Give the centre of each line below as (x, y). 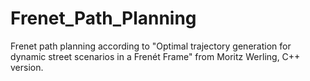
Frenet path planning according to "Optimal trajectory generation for (151, 46)
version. (27, 67)
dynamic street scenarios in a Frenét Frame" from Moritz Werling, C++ (155, 56)
